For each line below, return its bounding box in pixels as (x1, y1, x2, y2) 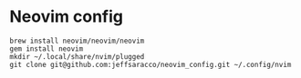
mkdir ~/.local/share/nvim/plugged (9, 52, 145, 61)
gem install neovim (9, 44, 84, 54)
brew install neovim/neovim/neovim (9, 36, 145, 45)
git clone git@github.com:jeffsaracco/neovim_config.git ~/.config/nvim (9, 60, 292, 69)
